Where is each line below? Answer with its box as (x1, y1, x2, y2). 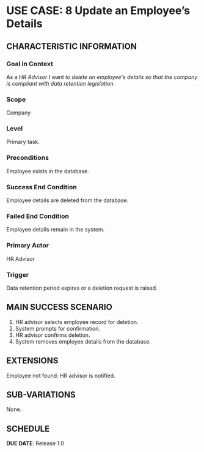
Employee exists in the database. (6, 167, 90, 175)
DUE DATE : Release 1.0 (6, 440, 64, 447)
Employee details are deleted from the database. (6, 197, 129, 204)
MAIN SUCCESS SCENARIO (6, 302, 113, 312)
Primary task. (6, 138, 40, 146)
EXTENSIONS (6, 356, 59, 366)
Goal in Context (6, 59, 54, 68)
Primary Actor (6, 241, 49, 250)
